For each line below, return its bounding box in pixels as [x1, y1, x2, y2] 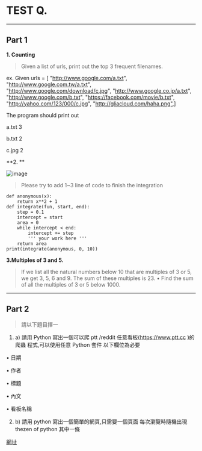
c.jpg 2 [6, 146, 24, 154]
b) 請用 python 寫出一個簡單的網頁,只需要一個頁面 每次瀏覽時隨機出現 [14, 418, 188, 425]
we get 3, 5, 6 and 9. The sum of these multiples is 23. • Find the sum [20, 275, 194, 282]
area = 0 [17, 219, 39, 226]
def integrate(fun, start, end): [6, 204, 90, 210]
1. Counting [6, 51, 35, 58]
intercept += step [28, 230, 74, 236]
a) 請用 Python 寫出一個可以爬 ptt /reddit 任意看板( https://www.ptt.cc [14, 334, 186, 341]
